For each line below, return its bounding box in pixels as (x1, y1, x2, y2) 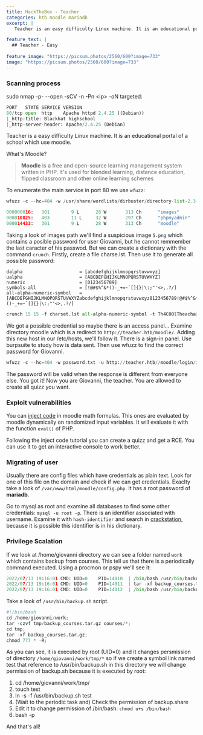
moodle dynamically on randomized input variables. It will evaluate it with (6, 418, 188, 426)
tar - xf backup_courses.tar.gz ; (6, 632, 88, 638)
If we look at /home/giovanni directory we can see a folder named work (6, 551, 182, 558)
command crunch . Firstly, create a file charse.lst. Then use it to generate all (6, 250, 193, 257)
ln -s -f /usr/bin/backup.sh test (14, 692, 92, 699)
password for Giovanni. (6, 348, 65, 355)
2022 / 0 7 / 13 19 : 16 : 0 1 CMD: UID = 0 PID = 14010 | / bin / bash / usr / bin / (6, 575, 185, 581)
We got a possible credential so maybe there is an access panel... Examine (6, 322, 192, 329)
